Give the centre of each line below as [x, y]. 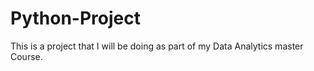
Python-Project [75, 18]
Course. [26, 56]
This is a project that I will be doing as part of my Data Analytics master [157, 46]
